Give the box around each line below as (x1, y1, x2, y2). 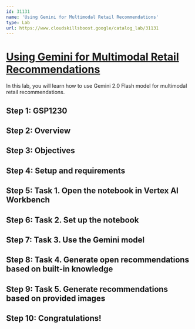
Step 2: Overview (6, 125, 71, 135)
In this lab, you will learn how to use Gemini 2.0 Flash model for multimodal (6, 82, 187, 89)
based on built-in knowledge (6, 264, 113, 274)
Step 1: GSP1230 (6, 105, 68, 115)
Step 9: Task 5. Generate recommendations (6, 284, 169, 294)
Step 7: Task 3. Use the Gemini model (6, 235, 145, 245)
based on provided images (6, 293, 106, 303)
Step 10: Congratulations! (6, 313, 102, 324)
